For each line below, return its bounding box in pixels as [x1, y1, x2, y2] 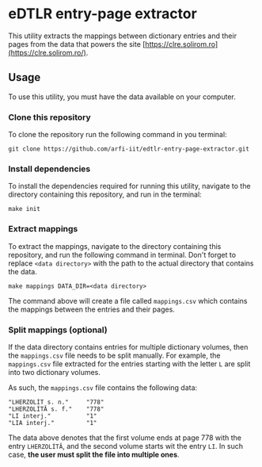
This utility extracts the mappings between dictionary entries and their [8, 31, 237, 40]
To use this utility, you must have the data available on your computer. [8, 92, 236, 101]
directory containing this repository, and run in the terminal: [8, 189, 202, 199]
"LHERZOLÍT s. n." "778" [8, 398, 104, 406]
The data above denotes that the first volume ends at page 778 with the [8, 433, 241, 442]
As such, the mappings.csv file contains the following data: [8, 382, 198, 392]
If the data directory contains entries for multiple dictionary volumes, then [8, 342, 249, 351]
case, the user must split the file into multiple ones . [8, 450, 180, 459]
